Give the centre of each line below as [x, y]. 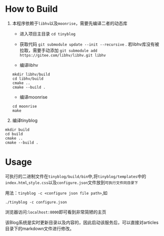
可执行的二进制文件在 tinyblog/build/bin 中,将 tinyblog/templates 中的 [76, 176]
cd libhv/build [28, 79]
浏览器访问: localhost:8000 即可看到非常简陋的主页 [56, 212]
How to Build [32, 9]
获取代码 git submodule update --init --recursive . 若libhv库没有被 [89, 44]
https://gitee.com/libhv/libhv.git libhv [63, 55]
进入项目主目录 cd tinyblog [48, 33]
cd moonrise [24, 106]
